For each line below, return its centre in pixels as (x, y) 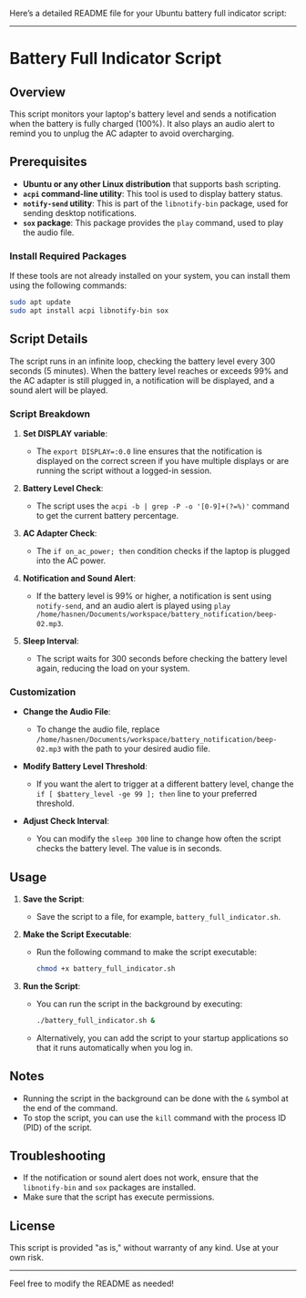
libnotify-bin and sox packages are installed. (109, 1188)
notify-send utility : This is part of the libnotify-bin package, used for (155, 203)
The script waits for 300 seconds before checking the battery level (162, 658)
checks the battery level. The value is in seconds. (129, 849)
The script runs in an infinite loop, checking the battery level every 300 (143, 361)
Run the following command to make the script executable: (147, 953)
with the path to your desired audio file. (137, 749)
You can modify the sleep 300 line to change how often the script (158, 839)
